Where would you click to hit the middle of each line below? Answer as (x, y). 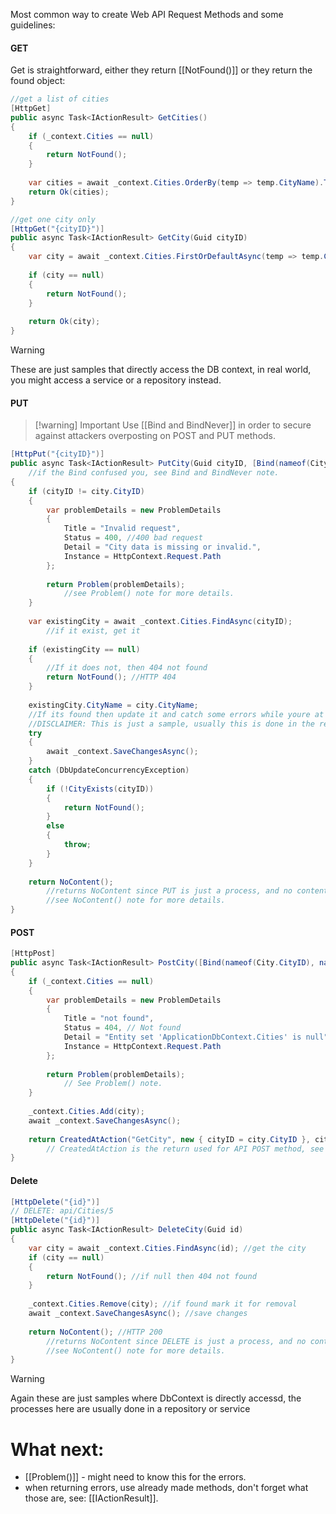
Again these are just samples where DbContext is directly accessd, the (156, 1398)
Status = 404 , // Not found (122, 1028)
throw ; (77, 845)
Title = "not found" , (109, 1019)
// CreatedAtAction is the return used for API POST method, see (185, 1149)
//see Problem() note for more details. (149, 594)
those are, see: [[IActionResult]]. (91, 1498)
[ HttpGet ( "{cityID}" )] (57, 229)
